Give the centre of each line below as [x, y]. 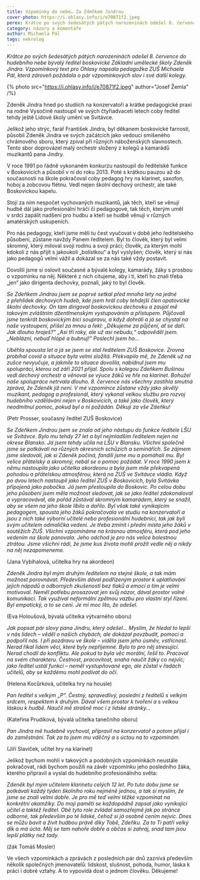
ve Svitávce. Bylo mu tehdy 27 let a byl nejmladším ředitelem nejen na [93, 436]
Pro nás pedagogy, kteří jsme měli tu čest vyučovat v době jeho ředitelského [100, 233]
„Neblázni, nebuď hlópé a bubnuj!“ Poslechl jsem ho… [73, 338]
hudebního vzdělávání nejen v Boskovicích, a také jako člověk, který [91, 400]
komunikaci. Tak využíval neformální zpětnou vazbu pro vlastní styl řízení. [98, 598]
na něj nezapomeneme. [36, 550]
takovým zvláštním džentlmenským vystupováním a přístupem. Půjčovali [96, 313]
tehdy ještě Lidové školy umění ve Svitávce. [60, 117]
